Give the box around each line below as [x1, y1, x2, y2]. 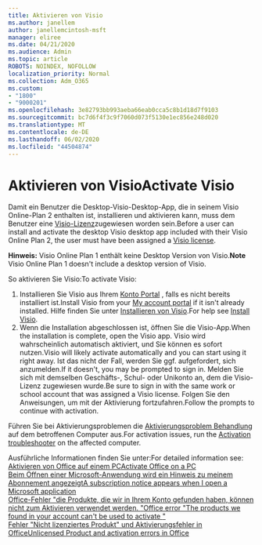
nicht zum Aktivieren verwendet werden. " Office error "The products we [8, 503, 241, 513]
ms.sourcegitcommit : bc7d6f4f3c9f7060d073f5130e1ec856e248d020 [8, 114, 219, 122]
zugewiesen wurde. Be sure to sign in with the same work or [42, 381, 236, 391]
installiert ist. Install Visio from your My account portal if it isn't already [19, 298, 245, 307]
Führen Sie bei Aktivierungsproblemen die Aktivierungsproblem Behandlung [8, 421, 253, 431]
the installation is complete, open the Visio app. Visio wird [19, 331, 206, 341]
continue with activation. [19, 406, 99, 416]
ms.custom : [8, 84, 44, 93]
